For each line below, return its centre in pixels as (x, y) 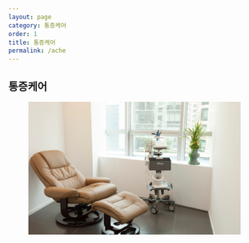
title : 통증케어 (32, 43)
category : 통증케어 (37, 25)
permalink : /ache (37, 51)
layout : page (30, 17)
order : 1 (23, 34)
